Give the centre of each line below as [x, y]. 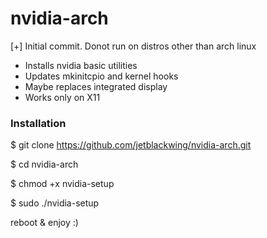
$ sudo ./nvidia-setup [55, 203]
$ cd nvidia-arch [44, 164]
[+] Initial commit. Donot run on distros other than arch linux [133, 46]
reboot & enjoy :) [44, 223]
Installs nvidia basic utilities [81, 65]
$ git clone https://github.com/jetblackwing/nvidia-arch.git [131, 145]
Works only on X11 [62, 97]
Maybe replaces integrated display [96, 86]
